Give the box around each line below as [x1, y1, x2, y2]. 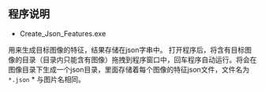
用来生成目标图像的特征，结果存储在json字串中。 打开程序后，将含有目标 [8, 45, 245, 54]
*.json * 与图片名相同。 [8, 74, 85, 84]
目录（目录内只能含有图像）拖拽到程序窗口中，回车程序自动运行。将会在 [21, 54, 257, 64]
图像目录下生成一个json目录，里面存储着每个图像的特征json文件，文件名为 [8, 64, 250, 74]
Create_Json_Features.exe [19, 28, 106, 38]
